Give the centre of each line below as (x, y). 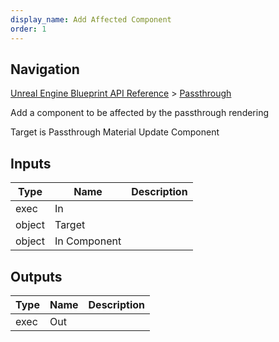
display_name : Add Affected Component (91, 19)
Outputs (36, 276)
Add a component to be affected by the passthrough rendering (140, 113)
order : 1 (28, 29)
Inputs (31, 163)
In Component (88, 241)
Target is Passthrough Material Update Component (115, 132)
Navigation (45, 69)
